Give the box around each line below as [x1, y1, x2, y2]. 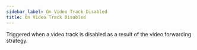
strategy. [6, 37, 28, 44]
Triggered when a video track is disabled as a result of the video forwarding [6, 30, 192, 37]
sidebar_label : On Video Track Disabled [6, 8, 108, 15]
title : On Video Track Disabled [6, 14, 86, 20]
